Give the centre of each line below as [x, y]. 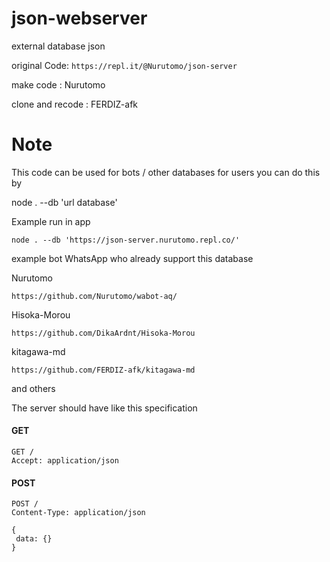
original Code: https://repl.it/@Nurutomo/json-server [124, 65]
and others [33, 388]
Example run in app [51, 221]
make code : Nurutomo [58, 84]
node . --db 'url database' [64, 202]
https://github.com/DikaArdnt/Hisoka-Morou [103, 333]
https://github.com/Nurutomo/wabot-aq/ [94, 296]
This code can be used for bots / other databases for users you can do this [166, 172]
